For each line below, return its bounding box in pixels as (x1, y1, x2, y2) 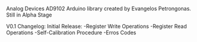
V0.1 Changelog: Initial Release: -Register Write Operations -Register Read (6, 23, 187, 30)
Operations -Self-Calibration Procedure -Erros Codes (6, 29, 136, 36)
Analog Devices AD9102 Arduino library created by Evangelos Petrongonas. (6, 5, 192, 12)
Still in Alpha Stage (6, 11, 52, 18)
